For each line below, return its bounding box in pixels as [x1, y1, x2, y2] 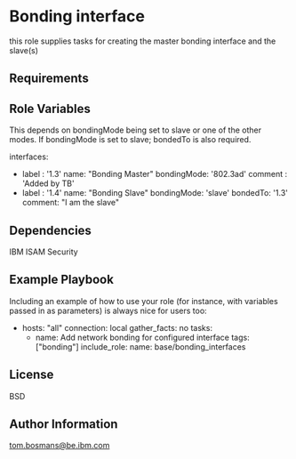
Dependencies [9, 222, 92, 238]
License [9, 367, 54, 382]
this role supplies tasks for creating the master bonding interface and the [9, 36, 276, 46]
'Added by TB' [21, 178, 75, 189]
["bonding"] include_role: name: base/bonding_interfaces [35, 341, 246, 352]
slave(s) [9, 44, 38, 55]
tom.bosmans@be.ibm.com [9, 440, 110, 451]
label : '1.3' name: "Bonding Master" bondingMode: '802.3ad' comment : [21, 169, 288, 180]
